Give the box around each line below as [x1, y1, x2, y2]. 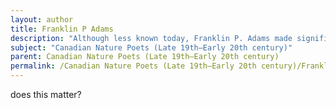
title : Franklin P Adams [10, 24, 114, 34]
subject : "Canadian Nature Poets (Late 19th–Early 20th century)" [10, 42, 293, 53]
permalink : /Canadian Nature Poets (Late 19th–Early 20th [10, 61, 257, 71]
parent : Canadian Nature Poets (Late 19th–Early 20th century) [10, 52, 280, 62]
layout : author [10, 14, 74, 25]
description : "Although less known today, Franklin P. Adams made [10, 33, 293, 43]
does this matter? [10, 89, 82, 100]
